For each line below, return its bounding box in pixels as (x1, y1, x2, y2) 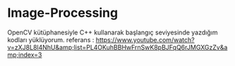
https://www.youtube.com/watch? (95, 35, 195, 44)
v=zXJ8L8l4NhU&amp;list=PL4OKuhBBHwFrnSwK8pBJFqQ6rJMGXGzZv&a (7, 43, 228, 51)
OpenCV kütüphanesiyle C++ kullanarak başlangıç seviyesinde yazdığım (7, 28, 218, 37)
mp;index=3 (7, 51, 42, 59)
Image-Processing (7, 5, 119, 21)
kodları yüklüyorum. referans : (7, 35, 95, 44)
